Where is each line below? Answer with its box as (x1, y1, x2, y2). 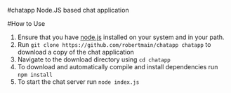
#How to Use (7, 20, 46, 27)
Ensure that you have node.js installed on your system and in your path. (17, 33, 225, 41)
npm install (17, 71, 53, 78)
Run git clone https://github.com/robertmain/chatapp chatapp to (17, 41, 211, 48)
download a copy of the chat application (17, 48, 135, 56)
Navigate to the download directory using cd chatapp (17, 55, 171, 64)
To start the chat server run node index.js (17, 78, 140, 86)
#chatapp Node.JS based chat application (7, 6, 129, 14)
